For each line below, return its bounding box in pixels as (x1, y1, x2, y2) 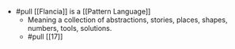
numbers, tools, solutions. (27, 24, 112, 32)
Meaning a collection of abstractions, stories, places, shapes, (27, 15, 228, 24)
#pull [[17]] (27, 32, 63, 41)
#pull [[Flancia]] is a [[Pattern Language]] (15, 7, 151, 16)
